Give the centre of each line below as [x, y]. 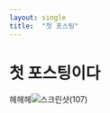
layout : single [38, 17]
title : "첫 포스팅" [44, 26]
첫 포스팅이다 [55, 73]
